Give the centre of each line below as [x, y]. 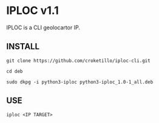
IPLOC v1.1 [32, 11]
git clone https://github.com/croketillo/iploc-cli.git [78, 61]
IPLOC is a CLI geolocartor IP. [43, 27]
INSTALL [23, 47]
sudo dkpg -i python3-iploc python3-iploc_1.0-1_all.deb [80, 82]
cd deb [15, 71]
